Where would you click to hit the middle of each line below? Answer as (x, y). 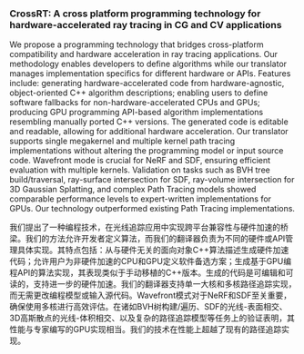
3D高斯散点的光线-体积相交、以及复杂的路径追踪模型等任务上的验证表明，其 (152, 318)
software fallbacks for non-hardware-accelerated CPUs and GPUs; (135, 103)
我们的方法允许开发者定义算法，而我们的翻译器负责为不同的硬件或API (155, 239)
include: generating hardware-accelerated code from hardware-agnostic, (147, 84)
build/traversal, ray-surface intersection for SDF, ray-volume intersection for (152, 180)
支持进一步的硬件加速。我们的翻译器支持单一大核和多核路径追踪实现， (165, 284)
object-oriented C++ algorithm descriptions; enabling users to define (139, 93)
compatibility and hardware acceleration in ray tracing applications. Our (143, 54)
